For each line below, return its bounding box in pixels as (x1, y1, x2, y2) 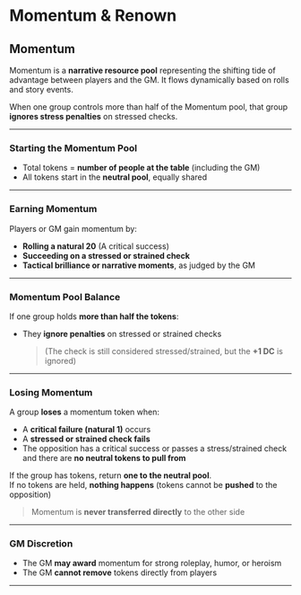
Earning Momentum (9, 203, 98, 216)
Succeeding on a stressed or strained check (21, 250, 191, 261)
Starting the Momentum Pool (9, 141, 137, 154)
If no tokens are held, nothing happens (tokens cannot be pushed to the (9, 480, 278, 491)
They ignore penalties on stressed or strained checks (21, 328, 222, 339)
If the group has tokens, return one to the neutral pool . (9, 470, 212, 481)
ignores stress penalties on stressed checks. (9, 111, 178, 121)
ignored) (44, 355, 77, 366)
